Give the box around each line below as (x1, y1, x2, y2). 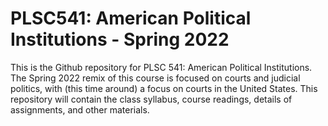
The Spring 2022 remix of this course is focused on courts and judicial (10, 72, 301, 84)
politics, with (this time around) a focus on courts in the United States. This (10, 82, 318, 94)
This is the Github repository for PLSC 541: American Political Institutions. (10, 61, 313, 73)
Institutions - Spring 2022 (10, 28, 230, 51)
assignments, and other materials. (10, 103, 150, 116)
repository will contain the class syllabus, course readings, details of (10, 93, 293, 105)
